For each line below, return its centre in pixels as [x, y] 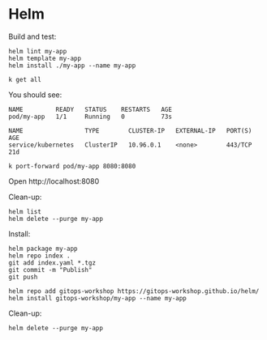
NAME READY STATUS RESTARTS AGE [90, 109]
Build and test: [32, 36]
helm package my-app [43, 249]
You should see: [35, 95]
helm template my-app [45, 58]
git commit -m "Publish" [50, 270]
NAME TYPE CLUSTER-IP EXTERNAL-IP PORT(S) [130, 130]
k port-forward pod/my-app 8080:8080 [72, 166]
